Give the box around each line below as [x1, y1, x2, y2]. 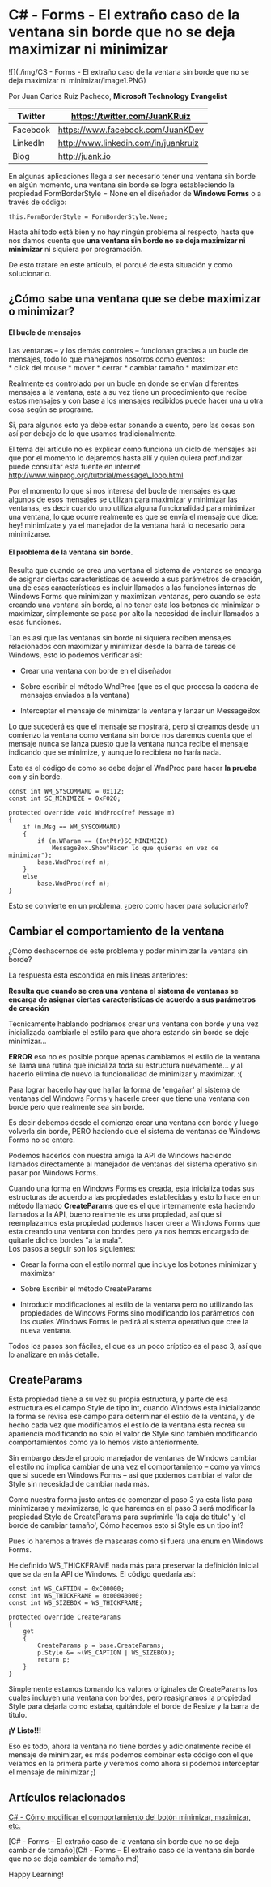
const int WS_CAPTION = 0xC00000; [8, 1585, 125, 1594]
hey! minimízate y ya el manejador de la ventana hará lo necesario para [8, 520, 246, 530]
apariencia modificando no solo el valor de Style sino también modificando [8, 1429, 258, 1439]
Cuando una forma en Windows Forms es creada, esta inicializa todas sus [8, 1183, 255, 1193]
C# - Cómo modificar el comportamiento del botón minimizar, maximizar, [8, 1812, 251, 1822]
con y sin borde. [8, 772, 63, 781]
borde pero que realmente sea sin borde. [8, 1102, 145, 1111]
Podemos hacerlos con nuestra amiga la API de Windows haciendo [8, 1150, 232, 1160]
